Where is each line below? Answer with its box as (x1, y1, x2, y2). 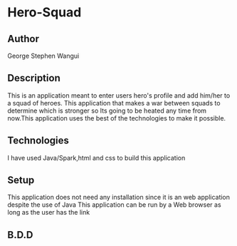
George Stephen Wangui (7, 51, 80, 60)
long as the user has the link (7, 208, 90, 217)
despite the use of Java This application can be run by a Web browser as (7, 200, 222, 209)
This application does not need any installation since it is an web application (7, 193, 230, 202)
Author (7, 33, 39, 45)
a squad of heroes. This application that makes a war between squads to (7, 98, 221, 107)
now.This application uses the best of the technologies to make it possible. (7, 113, 226, 122)
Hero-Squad (7, 4, 82, 21)
